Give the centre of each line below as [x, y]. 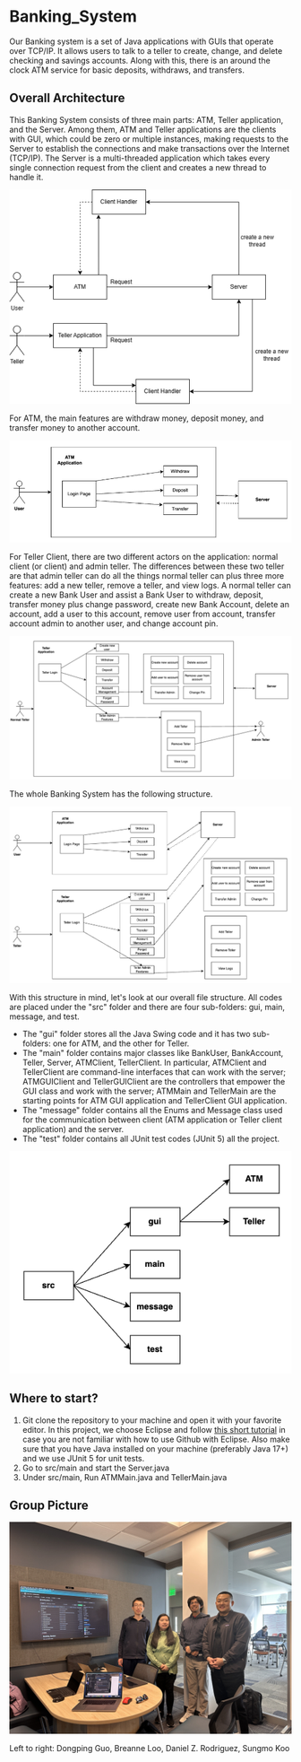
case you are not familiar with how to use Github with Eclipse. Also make [156, 1439]
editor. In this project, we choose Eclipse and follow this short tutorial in [154, 1429]
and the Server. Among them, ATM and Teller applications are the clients [143, 129]
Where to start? [54, 1398]
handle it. [26, 177]
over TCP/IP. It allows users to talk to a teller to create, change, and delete [146, 50]
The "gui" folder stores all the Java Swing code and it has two [136, 1034]
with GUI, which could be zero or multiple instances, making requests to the [149, 139]
